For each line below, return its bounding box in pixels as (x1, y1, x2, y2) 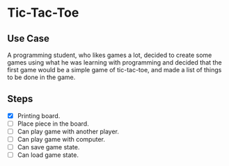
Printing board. (17, 111, 61, 119)
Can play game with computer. (17, 135, 106, 143)
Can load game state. (17, 151, 79, 159)
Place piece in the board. (17, 119, 89, 128)
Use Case (7, 33, 50, 44)
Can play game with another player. (17, 127, 120, 135)
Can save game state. (17, 143, 80, 151)
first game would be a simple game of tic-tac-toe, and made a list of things (7, 66, 222, 74)
